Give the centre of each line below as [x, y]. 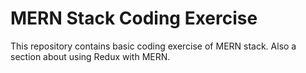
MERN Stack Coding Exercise [134, 18]
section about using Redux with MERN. [90, 56]
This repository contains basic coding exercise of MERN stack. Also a [153, 46]
